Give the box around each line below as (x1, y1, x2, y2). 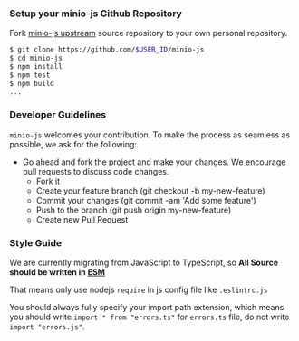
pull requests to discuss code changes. (22, 166, 169, 176)
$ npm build (9, 79, 54, 88)
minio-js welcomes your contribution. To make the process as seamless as (9, 129, 291, 140)
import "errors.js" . (9, 321, 85, 332)
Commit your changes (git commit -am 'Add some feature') (35, 194, 256, 205)
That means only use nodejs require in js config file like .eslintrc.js (9, 284, 268, 296)
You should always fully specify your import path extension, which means (9, 302, 285, 313)
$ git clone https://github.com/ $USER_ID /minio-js (9, 45, 205, 54)
